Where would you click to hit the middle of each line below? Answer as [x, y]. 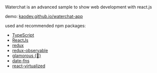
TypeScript [23, 35]
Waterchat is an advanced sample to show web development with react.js [78, 7]
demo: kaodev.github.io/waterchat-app [44, 16]
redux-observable [30, 51]
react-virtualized [29, 66]
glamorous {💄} [26, 56]
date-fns [21, 61]
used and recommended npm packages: [46, 26]
